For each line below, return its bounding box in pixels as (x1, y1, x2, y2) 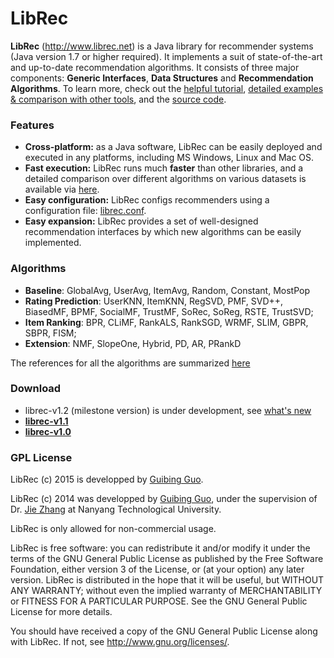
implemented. (24, 237, 82, 249)
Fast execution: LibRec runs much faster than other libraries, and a (24, 162, 304, 174)
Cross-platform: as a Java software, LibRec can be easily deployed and (24, 141, 323, 153)
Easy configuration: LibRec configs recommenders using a (24, 194, 270, 206)
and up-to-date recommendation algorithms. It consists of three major (10, 61, 300, 73)
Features (10, 118, 55, 132)
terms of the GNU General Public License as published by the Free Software (10, 553, 324, 565)
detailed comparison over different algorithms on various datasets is (24, 173, 307, 185)
